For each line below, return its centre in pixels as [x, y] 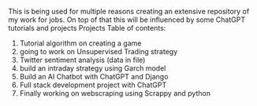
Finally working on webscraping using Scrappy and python [115, 93]
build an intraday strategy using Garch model [93, 68]
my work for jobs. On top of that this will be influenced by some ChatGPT [127, 20]
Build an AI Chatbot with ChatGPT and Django [94, 77]
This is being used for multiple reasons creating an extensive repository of [129, 11]
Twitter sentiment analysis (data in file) [82, 60]
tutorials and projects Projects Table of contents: [87, 28]
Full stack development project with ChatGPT [93, 85]
